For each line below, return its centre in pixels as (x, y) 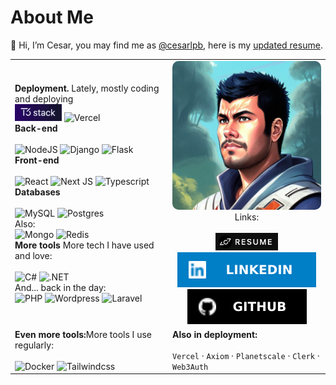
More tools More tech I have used (84, 245)
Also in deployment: (215, 334)
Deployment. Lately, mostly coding (87, 88)
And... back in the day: (60, 287)
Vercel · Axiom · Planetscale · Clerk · (246, 355)
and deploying (44, 99)
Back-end (36, 128)
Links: (247, 217)
